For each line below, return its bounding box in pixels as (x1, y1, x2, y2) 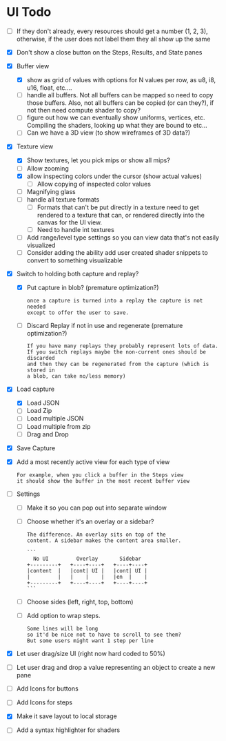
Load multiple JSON (26, 414, 84, 423)
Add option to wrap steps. (26, 612, 101, 619)
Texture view (16, 142, 54, 151)
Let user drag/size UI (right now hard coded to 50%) (16, 650, 166, 658)
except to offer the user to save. (26, 309, 129, 316)
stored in (26, 367, 56, 374)
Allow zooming (26, 164, 70, 173)
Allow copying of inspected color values (37, 180, 151, 188)
